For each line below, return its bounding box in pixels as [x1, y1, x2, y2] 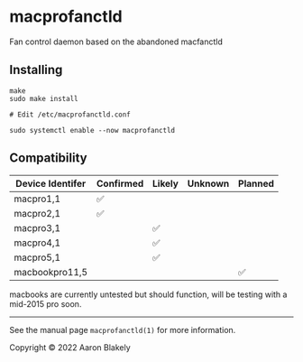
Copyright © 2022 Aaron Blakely [9, 341, 131, 353]
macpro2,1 [14, 207, 61, 219]
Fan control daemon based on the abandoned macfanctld [9, 36, 224, 47]
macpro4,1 [14, 237, 61, 249]
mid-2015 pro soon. [9, 298, 82, 309]
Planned [237, 177, 275, 190]
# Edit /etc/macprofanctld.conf [9, 110, 131, 119]
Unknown [187, 177, 230, 190]
